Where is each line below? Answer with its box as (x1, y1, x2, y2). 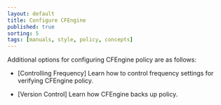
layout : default (7, 10, 55, 17)
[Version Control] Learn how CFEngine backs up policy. (17, 90, 178, 99)
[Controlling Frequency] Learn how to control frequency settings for (17, 69, 214, 78)
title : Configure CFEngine (7, 17, 86, 24)
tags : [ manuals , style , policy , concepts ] (7, 36, 133, 43)
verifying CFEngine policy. (17, 76, 93, 85)
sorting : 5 (7, 29, 39, 37)
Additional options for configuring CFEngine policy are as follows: (7, 55, 196, 64)
